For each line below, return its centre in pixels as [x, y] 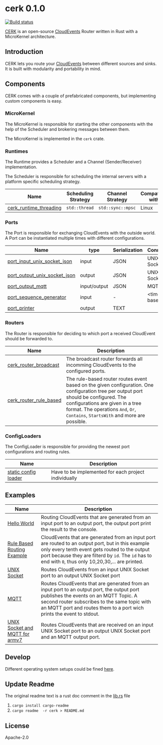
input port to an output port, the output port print [96, 523]
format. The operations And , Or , [101, 409]
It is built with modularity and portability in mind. [53, 69]
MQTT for [19, 634]
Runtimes [16, 151]
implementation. [21, 167]
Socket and [20, 628]
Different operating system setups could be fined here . [60, 669]
